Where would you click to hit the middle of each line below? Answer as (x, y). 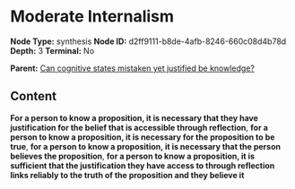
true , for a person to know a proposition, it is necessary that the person (146, 146)
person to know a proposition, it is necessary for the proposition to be (143, 137)
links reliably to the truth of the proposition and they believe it (127, 175)
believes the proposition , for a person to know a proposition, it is (132, 156)
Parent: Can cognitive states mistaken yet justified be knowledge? (132, 68)
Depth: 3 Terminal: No (52, 50)
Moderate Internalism (92, 17)
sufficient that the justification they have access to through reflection (143, 165)
